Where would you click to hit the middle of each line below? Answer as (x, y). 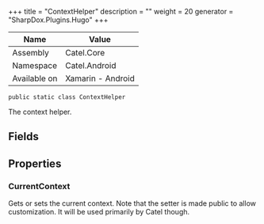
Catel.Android (90, 65)
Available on (35, 78)
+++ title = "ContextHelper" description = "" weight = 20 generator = (121, 11)
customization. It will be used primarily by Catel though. (99, 212)
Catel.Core (85, 53)
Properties (35, 163)
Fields (24, 137)
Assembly (31, 53)
